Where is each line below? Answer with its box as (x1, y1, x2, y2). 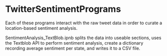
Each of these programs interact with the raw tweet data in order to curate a (5, 20, 162, 26)
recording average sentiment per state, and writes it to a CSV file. (5, 45, 140, 51)
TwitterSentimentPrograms (5, 3, 121, 15)
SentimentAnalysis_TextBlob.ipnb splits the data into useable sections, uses (5, 35, 161, 41)
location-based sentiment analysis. (5, 25, 78, 31)
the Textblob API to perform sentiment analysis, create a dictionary (5, 40, 144, 46)
